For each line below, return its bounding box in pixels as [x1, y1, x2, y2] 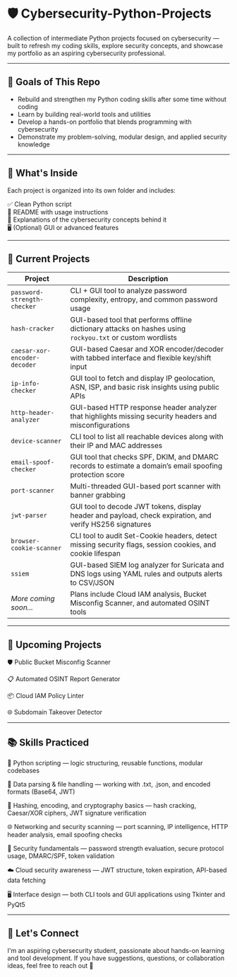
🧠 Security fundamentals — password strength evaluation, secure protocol [7, 844, 224, 852]
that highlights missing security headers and [70, 411, 217, 421]
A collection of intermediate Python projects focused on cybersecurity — [7, 33, 220, 42]
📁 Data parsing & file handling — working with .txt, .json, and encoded [7, 780, 211, 788]
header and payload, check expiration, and [70, 510, 212, 520]
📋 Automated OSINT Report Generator [7, 675, 121, 683]
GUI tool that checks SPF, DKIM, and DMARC [70, 452, 219, 462]
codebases [7, 766, 40, 775]
